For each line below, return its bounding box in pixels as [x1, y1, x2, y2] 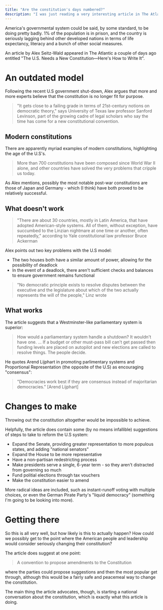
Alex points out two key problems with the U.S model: [5, 248, 112, 253]
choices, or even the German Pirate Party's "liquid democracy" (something [5, 492, 155, 497]
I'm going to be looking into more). [5, 497, 74, 503]
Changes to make [5, 401, 77, 412]
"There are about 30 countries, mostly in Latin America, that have [16, 217, 148, 223]
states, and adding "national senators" [12, 446, 89, 452]
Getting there [5, 515, 60, 525]
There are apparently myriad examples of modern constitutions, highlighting [5, 146, 157, 152]
